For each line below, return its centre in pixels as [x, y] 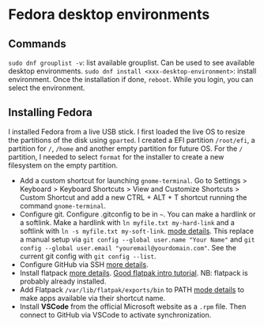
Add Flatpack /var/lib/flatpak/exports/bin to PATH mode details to [132, 289]
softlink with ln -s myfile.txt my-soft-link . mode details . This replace [137, 231]
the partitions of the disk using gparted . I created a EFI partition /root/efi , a [132, 140]
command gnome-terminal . [63, 205]
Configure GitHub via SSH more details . [84, 264]
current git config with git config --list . [88, 256]
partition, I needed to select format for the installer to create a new [116, 156]
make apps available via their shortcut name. [92, 298]
